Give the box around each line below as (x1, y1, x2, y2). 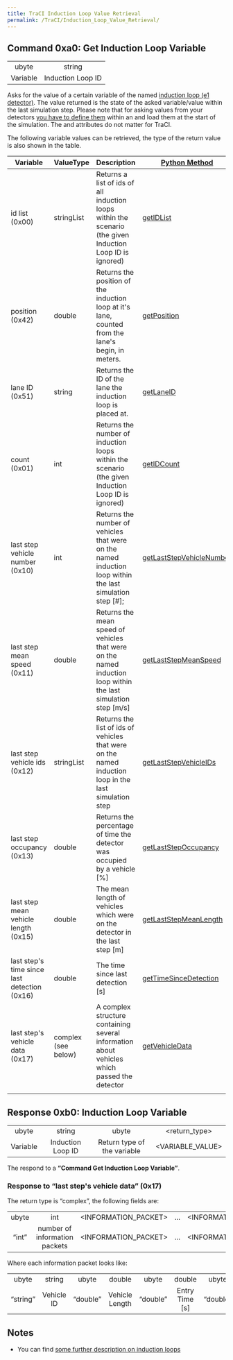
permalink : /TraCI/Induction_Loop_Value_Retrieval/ (7, 17, 159, 24)
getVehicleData (141, 1042, 193, 1051)
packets (41, 1241, 68, 1251)
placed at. (96, 409, 129, 418)
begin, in (96, 346, 125, 355)
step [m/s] (96, 703, 130, 713)
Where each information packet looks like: (7, 1259, 128, 1267)
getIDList (141, 213, 172, 223)
